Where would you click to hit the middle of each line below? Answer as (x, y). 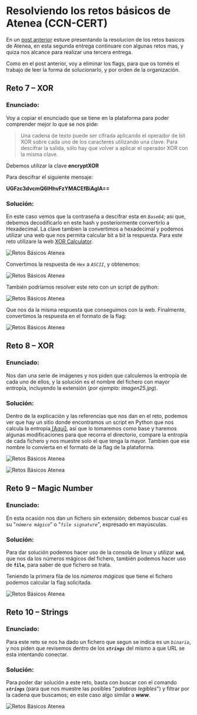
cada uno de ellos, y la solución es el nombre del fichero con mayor (88, 382)
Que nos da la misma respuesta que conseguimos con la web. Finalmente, (96, 309)
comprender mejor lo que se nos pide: (52, 124)
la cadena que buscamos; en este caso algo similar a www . (79, 694)
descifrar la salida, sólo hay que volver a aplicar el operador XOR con (104, 148)
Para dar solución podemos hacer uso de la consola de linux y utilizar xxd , (96, 552)
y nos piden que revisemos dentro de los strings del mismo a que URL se (96, 648)
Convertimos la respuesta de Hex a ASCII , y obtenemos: (73, 264)
